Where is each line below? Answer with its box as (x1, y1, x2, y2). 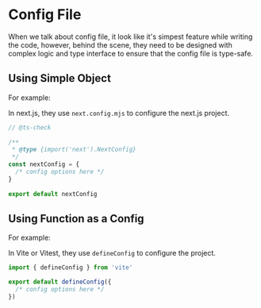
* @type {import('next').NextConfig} (11, 145, 136, 154)
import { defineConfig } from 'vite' (8, 264, 133, 271)
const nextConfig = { (8, 160, 80, 168)
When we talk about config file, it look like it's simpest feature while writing (8, 32, 253, 41)
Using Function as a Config (8, 212, 144, 225)
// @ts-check (8, 123, 52, 132)
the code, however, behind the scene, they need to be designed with (8, 40, 232, 49)
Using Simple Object (8, 71, 111, 85)
